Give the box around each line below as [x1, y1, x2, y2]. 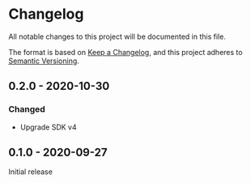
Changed [8, 104, 46, 115]
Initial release [8, 167, 53, 177]
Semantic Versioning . [8, 56, 79, 66]
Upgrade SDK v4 [19, 122, 77, 132]
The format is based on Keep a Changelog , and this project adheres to [8, 47, 243, 57]
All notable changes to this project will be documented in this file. [8, 32, 227, 41]
